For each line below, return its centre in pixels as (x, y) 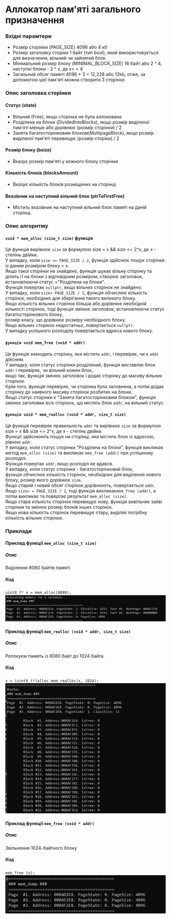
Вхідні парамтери (28, 36)
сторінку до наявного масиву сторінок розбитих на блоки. (69, 392)
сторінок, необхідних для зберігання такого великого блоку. (71, 298)
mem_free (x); (20, 873)
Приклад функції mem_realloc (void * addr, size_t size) (68, 631)
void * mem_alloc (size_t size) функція (49, 238)
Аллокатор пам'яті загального (73, 9)
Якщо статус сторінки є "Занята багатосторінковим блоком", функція (81, 397)
